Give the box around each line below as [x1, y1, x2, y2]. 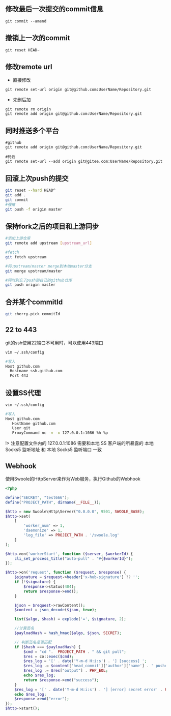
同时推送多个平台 [5, 126, 59, 135]
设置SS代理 [5, 389, 41, 397]
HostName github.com [12, 421, 56, 426]
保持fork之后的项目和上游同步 [5, 222, 99, 230]
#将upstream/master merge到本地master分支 [5, 263, 92, 268]
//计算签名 [14, 626, 35, 631]
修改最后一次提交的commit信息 [5, 5, 103, 14]
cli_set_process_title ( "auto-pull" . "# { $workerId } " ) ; [14, 556, 133, 561]
